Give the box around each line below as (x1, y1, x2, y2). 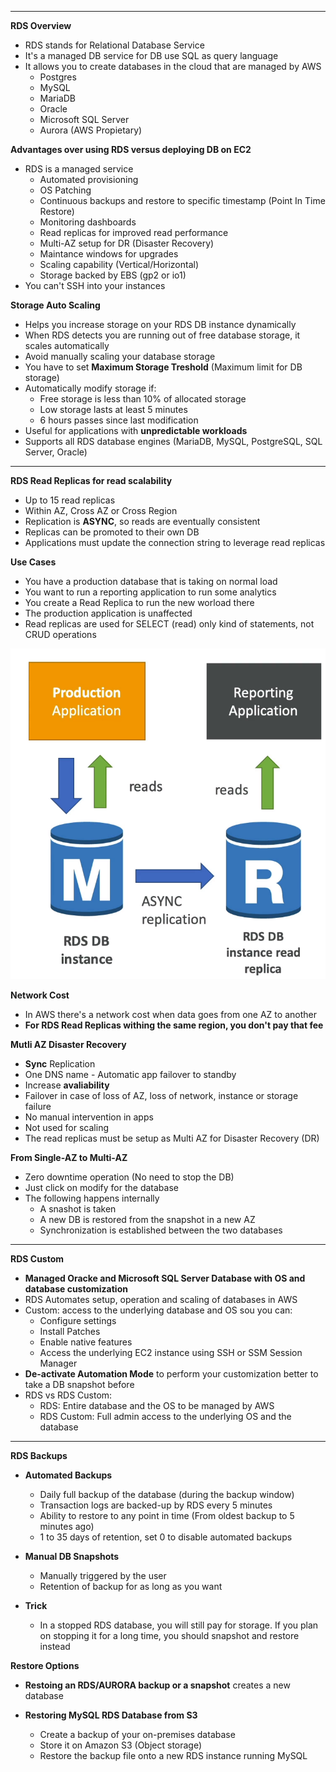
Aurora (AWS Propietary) (39, 124, 143, 136)
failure (24, 1100, 52, 1112)
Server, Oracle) (24, 446, 88, 458)
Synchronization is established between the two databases (39, 1224, 283, 1236)
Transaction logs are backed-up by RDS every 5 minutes (39, 1499, 273, 1511)
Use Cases (10, 556, 57, 568)
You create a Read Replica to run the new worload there (24, 597, 255, 608)
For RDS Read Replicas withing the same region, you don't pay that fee (24, 1019, 324, 1031)
